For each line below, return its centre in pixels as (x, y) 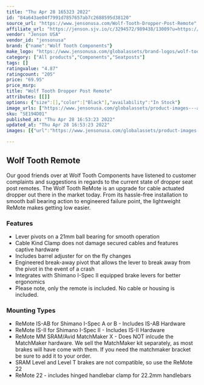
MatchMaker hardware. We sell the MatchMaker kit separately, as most (104, 343)
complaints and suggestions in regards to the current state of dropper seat (100, 182)
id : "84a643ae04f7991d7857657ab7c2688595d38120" (69, 18)
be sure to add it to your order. (53, 356)
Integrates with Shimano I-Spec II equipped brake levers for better (98, 276)
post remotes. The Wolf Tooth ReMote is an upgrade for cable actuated (95, 188)
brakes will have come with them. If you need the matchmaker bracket (103, 350)
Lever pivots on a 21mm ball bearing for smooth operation (87, 237)
